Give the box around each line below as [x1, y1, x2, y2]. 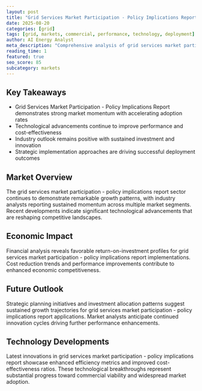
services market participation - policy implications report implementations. [6, 253, 191, 261]
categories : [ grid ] [6, 25, 55, 32]
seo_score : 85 [6, 59, 42, 65]
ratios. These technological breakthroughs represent [41, 366, 171, 373]
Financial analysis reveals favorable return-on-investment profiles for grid [6, 247, 189, 254]
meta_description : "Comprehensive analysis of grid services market [6, 43, 182, 49]
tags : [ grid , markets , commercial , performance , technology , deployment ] [6, 31, 195, 37]
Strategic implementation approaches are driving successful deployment [14, 148, 195, 156]
